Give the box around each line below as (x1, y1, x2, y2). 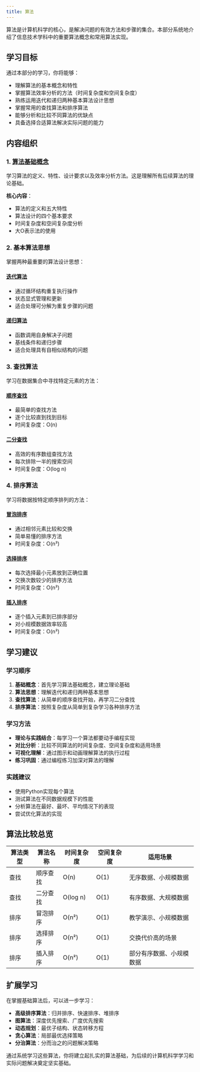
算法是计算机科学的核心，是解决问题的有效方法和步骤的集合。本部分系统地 (6, 26, 189, 33)
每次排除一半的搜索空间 (14, 458, 73, 465)
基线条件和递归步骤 (14, 339, 62, 346)
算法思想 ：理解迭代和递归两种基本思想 (14, 689, 109, 696)
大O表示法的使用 (14, 227, 56, 235)
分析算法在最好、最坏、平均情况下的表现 (14, 802, 114, 810)
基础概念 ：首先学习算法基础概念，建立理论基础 (14, 681, 130, 688)
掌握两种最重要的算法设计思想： (6, 258, 85, 265)
